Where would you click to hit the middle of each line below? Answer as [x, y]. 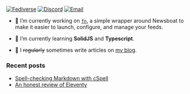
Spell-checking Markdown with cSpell [62, 79]
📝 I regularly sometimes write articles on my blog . [76, 50]
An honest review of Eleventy [51, 85]
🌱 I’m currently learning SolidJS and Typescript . [74, 38]
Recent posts [26, 65]
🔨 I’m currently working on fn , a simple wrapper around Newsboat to [99, 21]
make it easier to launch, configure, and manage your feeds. [89, 27]
